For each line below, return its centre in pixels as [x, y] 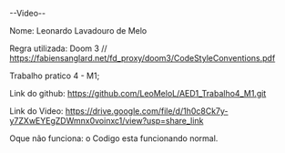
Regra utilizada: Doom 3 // [58, 48]
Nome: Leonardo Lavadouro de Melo [78, 31]
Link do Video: [36, 111]
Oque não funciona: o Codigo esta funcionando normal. [114, 138]
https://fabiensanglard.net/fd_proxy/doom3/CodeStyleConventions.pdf [142, 58]
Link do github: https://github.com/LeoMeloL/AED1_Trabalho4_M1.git [138, 93]
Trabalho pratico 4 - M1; [55, 76]
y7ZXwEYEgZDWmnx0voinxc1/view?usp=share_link [107, 121]
